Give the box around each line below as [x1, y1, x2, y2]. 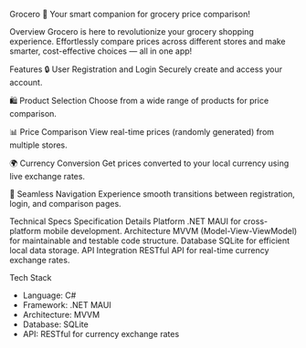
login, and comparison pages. [9, 199, 121, 209]
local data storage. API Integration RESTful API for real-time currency [9, 245, 269, 255]
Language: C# [22, 290, 77, 301]
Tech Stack [9, 272, 52, 282]
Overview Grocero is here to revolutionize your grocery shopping [9, 26, 254, 36]
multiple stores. [9, 139, 69, 150]
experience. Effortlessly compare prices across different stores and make [9, 36, 286, 46]
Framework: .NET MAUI [22, 300, 111, 310]
